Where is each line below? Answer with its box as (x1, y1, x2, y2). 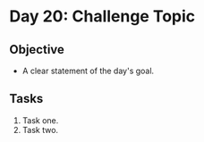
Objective (9, 42, 65, 57)
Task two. (21, 124, 59, 135)
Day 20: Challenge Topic (9, 6, 196, 27)
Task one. (21, 114, 59, 126)
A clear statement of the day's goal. (21, 65, 155, 76)
